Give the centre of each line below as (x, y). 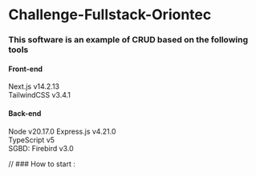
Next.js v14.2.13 (34, 86)
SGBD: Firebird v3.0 (41, 148)
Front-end (25, 69)
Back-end (25, 113)
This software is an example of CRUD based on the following (128, 40)
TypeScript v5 (31, 140)
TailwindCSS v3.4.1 (39, 95)
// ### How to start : (42, 164)
